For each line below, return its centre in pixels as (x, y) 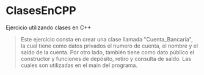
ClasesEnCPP (41, 11)
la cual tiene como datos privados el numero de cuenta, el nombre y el (109, 46)
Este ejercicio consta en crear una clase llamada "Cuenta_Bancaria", (107, 39)
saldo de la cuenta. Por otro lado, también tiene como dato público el (107, 52)
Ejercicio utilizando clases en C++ (49, 27)
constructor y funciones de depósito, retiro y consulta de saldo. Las (106, 59)
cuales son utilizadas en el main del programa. (79, 65)
